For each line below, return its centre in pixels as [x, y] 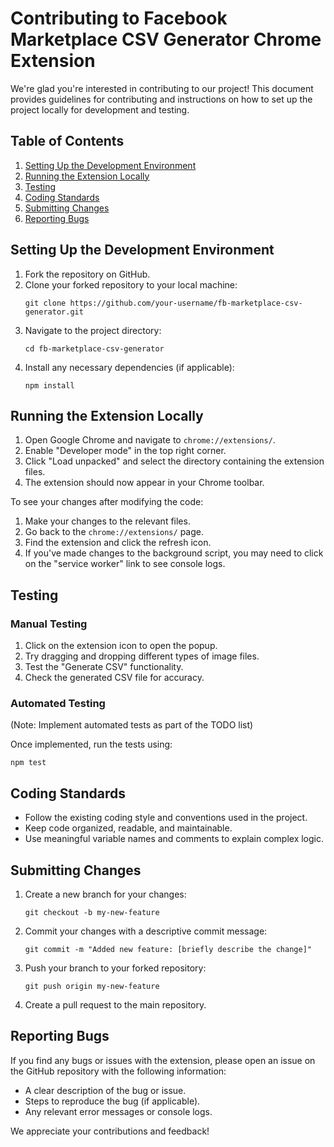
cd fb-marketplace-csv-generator [94, 348]
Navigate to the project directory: [93, 330]
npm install [49, 385]
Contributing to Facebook [119, 18]
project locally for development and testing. [100, 109]
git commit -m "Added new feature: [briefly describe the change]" [168, 949]
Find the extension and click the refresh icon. [118, 543]
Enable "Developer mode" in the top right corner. [125, 451]
